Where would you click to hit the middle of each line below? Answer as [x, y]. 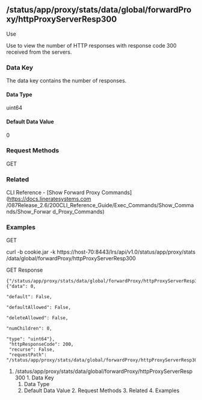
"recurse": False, [32, 350]
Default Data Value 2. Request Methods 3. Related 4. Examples [102, 390]
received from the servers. [39, 52]
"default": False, [29, 297]
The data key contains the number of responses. [66, 81]
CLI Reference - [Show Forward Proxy [53, 193]
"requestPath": [28, 355]
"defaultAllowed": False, [38, 308]
